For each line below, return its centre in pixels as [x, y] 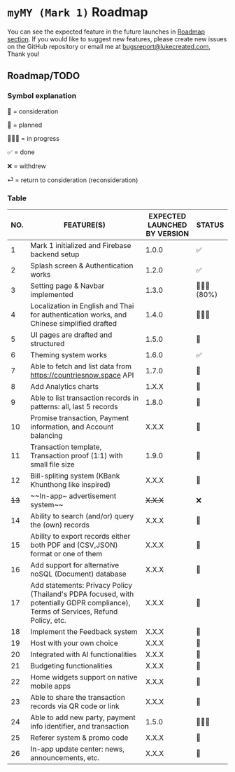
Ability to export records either [80, 536]
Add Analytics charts [65, 386]
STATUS [210, 225]
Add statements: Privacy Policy [81, 585]
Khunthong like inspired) [71, 484]
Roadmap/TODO [44, 76]
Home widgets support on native [84, 677]
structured [48, 343]
